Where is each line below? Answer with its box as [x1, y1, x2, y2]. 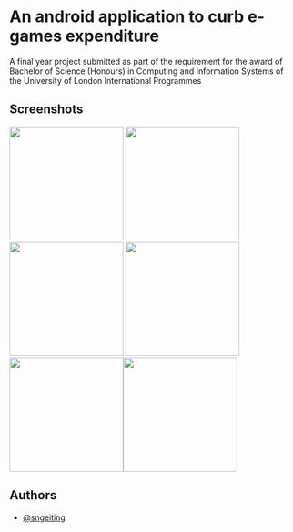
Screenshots [9, 102, 84, 118]
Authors [9, 487, 57, 503]
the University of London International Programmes [9, 75, 202, 86]
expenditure [65, 26, 159, 46]
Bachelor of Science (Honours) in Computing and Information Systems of [9, 66, 284, 77]
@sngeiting [22, 512, 66, 523]
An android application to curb [9, 6, 245, 27]
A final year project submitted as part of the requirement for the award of [9, 56, 283, 66]
